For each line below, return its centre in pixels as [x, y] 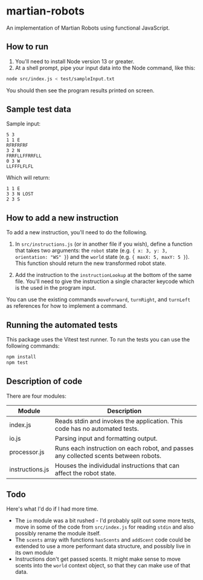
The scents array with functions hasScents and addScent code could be [103, 540]
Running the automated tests [62, 325]
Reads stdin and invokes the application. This [119, 421]
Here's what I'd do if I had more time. [52, 509]
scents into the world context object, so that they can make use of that [102, 566]
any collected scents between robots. [108, 456]
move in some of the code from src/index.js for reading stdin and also [104, 527]
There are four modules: [36, 396]
